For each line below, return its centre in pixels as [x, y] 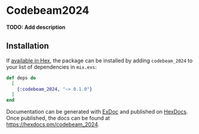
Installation [28, 46]
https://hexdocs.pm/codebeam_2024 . [53, 124]
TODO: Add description [36, 27]
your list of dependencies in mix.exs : [52, 67]
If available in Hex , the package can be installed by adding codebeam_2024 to [99, 60]
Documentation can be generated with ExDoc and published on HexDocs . [97, 112]
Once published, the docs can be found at [58, 118]
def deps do [21, 78]
